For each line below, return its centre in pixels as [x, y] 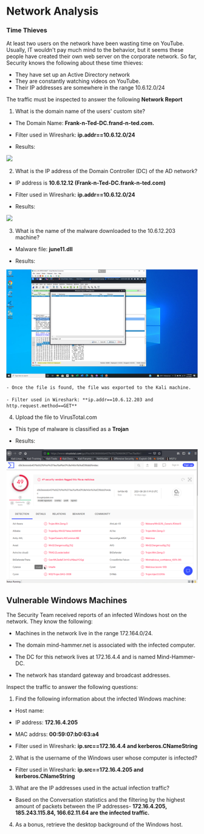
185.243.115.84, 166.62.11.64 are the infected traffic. [82, 813]
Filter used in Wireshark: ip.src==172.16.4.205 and [79, 770]
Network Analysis [53, 11]
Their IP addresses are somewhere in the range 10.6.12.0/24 [90, 88]
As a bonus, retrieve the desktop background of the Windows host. [99, 825]
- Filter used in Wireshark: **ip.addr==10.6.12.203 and [80, 400]
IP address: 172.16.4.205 [46, 722]
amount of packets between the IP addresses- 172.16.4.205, [91, 807]
